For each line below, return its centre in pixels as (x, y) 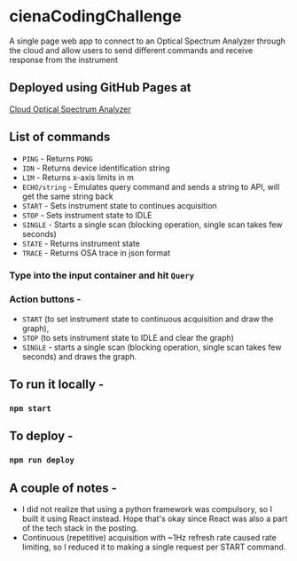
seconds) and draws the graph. (79, 356)
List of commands (60, 137)
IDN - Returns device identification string (96, 168)
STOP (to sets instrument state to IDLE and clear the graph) (128, 337)
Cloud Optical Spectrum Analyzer (70, 109)
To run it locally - (57, 385)
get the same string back (67, 196)
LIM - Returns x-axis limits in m (78, 177)
